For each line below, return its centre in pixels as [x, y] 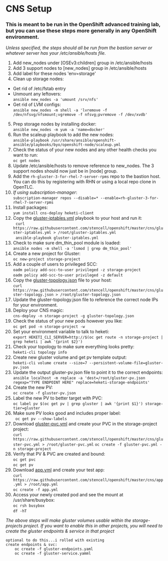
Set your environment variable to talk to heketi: [61, 332]
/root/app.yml [43, 485]
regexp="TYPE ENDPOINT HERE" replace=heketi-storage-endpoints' [81, 383]
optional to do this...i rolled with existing [55, 540]
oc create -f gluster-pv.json [44, 393]
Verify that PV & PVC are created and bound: [59, 454]
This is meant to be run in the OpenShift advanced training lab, [83, 25]
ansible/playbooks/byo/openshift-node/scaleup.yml [67, 145]
